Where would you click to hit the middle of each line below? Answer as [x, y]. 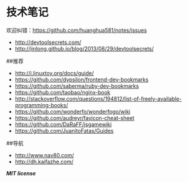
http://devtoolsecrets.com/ [48, 42]
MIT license [21, 173]
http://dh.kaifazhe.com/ [44, 162]
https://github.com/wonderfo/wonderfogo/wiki [73, 111]
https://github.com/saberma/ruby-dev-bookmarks [77, 86]
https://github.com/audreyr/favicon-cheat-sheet [74, 118]
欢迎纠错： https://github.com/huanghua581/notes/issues [77, 30]
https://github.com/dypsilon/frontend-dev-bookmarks [82, 80]
